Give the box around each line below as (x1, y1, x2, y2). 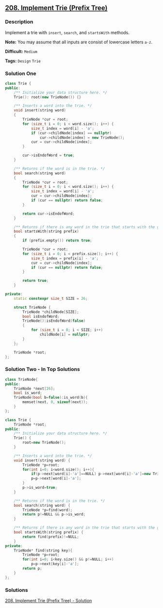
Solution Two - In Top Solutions (5, 366, 80, 373)
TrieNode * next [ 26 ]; (14, 386, 55, 391)
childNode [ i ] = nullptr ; (39, 332, 90, 337)
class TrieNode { (5, 377, 38, 382)
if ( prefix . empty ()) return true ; (22, 238, 92, 243)
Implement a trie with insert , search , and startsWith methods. (5, 29, 130, 36)
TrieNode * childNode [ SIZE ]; (22, 309, 79, 314)
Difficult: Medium (5, 48, 38, 54)
